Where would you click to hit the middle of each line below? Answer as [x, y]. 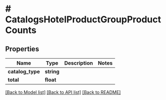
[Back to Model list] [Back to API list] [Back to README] [63, 92]
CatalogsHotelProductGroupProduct [83, 19]
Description [79, 63]
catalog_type [24, 71]
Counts [21, 30]
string [52, 71]
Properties [22, 49]
